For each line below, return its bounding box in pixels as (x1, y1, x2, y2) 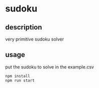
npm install (5, 73, 30, 78)
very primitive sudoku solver (5, 36, 64, 42)
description (5, 23, 42, 31)
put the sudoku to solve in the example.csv (5, 63, 94, 70)
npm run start (5, 78, 35, 83)
